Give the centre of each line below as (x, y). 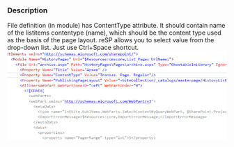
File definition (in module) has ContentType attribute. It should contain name (116, 26)
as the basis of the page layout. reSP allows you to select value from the (111, 40)
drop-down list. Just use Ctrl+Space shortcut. (73, 48)
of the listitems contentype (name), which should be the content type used (114, 33)
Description (28, 10)
